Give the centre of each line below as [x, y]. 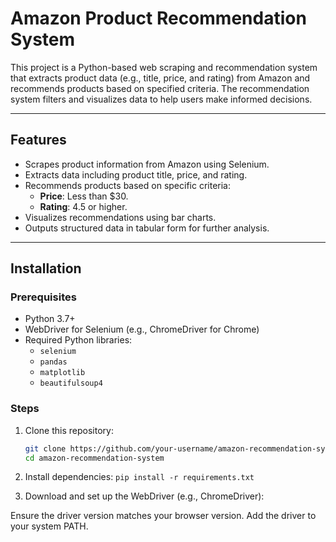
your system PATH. [49, 526]
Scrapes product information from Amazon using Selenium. [147, 164]
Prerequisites [43, 297]
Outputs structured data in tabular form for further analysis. [147, 228]
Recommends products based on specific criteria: [127, 185]
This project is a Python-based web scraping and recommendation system [164, 67]
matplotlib [62, 373]
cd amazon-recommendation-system [94, 458]
